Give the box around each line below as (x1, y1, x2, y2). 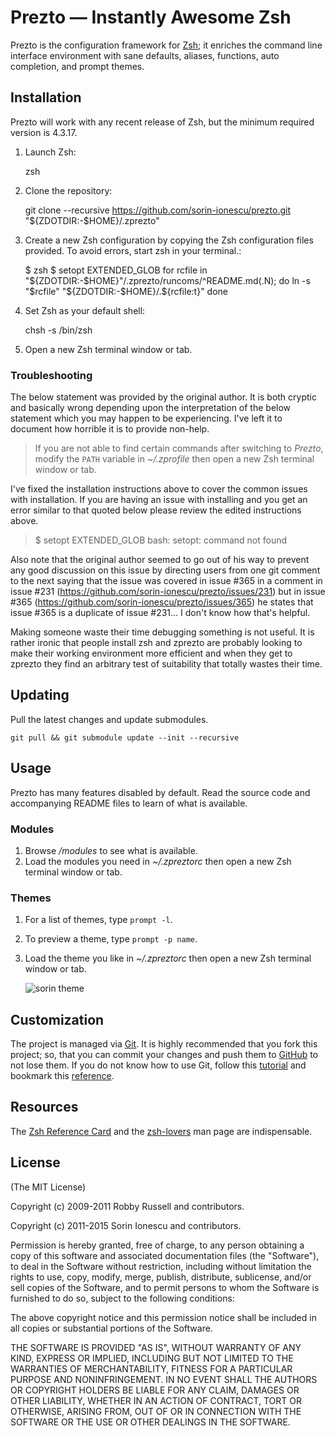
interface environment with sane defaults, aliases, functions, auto (10, 49, 280, 61)
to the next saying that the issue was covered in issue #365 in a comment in (10, 575, 323, 587)
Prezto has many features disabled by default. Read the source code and (10, 786, 311, 798)
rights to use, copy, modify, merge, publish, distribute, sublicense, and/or (10, 1271, 312, 1283)
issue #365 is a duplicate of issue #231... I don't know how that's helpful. (10, 607, 311, 619)
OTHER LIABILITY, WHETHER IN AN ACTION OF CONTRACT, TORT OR (10, 1394, 302, 1406)
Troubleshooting (10, 368, 93, 382)
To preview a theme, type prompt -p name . (24, 933, 198, 945)
